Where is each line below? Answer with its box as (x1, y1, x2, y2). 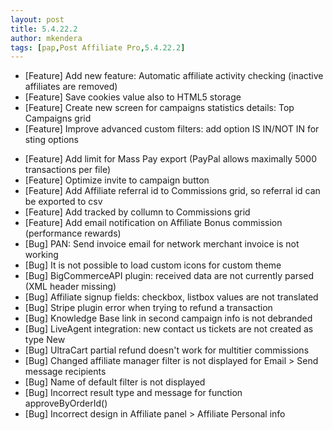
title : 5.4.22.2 (10, 24, 78, 34)
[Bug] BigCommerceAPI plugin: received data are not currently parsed (24, 270, 315, 282)
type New (24, 334, 66, 346)
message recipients (24, 366, 107, 378)
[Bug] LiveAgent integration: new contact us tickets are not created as (24, 323, 314, 335)
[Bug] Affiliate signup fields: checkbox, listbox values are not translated (24, 291, 319, 303)
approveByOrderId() (24, 397, 108, 410)
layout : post (10, 14, 65, 25)
